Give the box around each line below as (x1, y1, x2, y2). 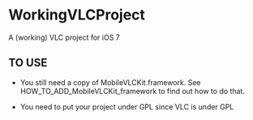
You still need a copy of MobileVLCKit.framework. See (19, 77, 201, 87)
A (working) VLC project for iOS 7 (8, 32, 120, 42)
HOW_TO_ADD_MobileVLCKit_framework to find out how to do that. (19, 86, 246, 96)
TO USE (8, 56, 48, 70)
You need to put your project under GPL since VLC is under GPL (19, 101, 234, 111)
